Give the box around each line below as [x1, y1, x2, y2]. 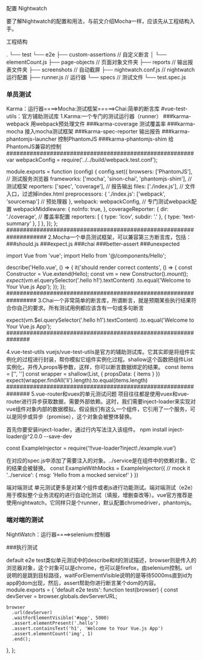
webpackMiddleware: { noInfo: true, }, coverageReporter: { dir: [13, 205, 169, 213]
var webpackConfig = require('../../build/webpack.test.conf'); [6, 156, 158, 164]
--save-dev [43, 433, 72, 440]
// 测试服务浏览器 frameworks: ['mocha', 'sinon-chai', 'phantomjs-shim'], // [6, 175, 192, 182]
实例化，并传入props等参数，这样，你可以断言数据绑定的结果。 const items [6, 364, 195, 371]
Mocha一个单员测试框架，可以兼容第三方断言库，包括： [52, 233, 192, 241]
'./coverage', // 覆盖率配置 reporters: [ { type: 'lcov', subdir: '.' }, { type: [6, 213, 181, 221]
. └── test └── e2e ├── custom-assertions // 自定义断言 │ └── [6, 51, 167, 58]
